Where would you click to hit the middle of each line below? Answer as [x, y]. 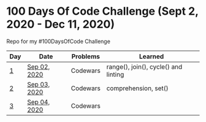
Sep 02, [39, 67]
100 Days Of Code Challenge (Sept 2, [102, 11]
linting [115, 74]
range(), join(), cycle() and [144, 67]
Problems [86, 56]
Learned [151, 56]
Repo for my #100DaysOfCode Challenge [58, 41]
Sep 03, [39, 84]
